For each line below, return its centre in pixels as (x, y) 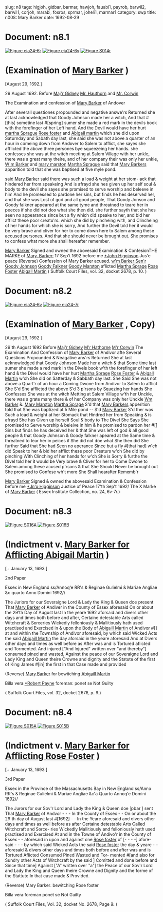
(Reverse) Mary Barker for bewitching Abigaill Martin (58, 674)
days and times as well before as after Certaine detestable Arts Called (75, 824)
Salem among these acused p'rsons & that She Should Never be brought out (81, 466)
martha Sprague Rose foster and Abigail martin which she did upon (72, 133)
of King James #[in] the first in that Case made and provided (66, 664)
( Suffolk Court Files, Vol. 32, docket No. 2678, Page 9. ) (61, 904)
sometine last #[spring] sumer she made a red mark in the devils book (87, 123)
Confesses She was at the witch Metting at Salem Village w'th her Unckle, (79, 394)
